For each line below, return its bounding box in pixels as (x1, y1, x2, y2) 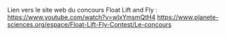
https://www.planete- (157, 13, 219, 21)
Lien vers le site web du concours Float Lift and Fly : (7, 6, 157, 14)
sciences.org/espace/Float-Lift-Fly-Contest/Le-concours (7, 21, 172, 28)
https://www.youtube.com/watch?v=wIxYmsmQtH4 (7, 13, 156, 21)
